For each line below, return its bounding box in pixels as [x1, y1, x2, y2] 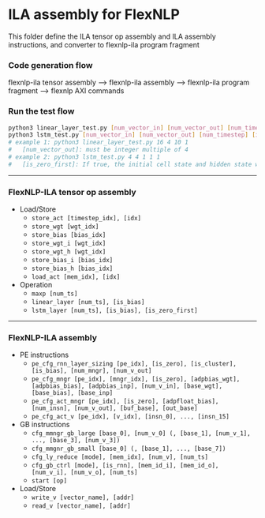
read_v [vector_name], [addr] [31, 502, 132, 510]
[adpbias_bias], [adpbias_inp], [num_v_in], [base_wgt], [31, 382, 223, 390]
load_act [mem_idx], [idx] [31, 273, 121, 281]
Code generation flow [8, 59, 93, 70]
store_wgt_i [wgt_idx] [31, 239, 106, 248]
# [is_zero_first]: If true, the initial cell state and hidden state [8, 160, 252, 168]
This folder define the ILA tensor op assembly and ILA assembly [8, 32, 216, 41]
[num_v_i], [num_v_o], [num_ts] [31, 468, 138, 477]
